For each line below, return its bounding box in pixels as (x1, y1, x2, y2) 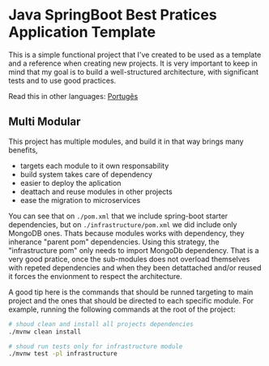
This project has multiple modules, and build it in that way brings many (8, 136, 245, 146)
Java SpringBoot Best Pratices (8, 6, 217, 24)
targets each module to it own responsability (19, 161, 169, 170)
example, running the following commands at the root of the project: (8, 304, 236, 314)
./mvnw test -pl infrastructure (8, 350, 117, 358)
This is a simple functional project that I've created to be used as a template (8, 50, 262, 59)
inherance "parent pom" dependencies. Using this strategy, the (8, 237, 220, 247)
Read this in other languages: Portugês (8, 91, 139, 101)
